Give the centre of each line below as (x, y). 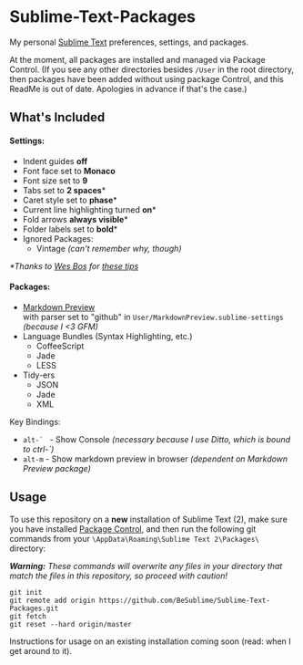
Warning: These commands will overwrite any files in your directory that (146, 566)
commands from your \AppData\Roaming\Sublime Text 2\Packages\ (134, 538)
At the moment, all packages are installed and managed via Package (137, 59)
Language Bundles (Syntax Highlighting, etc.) (107, 336)
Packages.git (34, 608)
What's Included (57, 117)
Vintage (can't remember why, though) (109, 248)
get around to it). (41, 650)
